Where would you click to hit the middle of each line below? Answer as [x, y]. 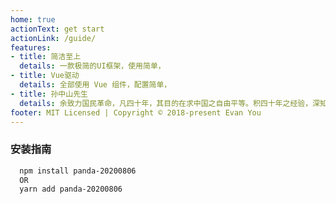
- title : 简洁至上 [46, 57]
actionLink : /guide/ [53, 38]
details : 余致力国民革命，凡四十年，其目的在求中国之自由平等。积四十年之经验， [166, 103]
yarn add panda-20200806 [71, 189]
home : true [33, 19]
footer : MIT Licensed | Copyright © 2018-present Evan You [136, 112]
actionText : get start [57, 29]
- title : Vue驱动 [45, 76]
